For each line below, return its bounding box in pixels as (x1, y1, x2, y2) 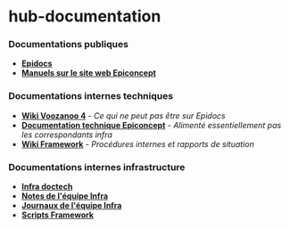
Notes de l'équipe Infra (21, 191, 109, 201)
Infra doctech (21, 181, 73, 192)
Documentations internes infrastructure (8, 160, 186, 173)
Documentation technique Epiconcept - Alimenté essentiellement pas (21, 119, 282, 130)
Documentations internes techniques (8, 90, 174, 102)
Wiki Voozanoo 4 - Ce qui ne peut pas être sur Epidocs (21, 110, 226, 121)
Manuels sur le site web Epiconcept (21, 68, 157, 78)
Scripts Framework (21, 209, 95, 220)
